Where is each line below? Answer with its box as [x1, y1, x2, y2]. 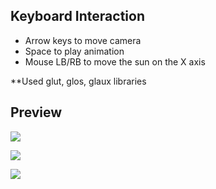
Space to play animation [24, 45, 125, 57]
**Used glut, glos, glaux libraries [10, 75, 147, 87]
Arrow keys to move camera [24, 34, 142, 46]
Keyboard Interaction [10, 8, 145, 25]
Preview [10, 104, 63, 121]
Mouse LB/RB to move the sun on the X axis [24, 55, 206, 68]
